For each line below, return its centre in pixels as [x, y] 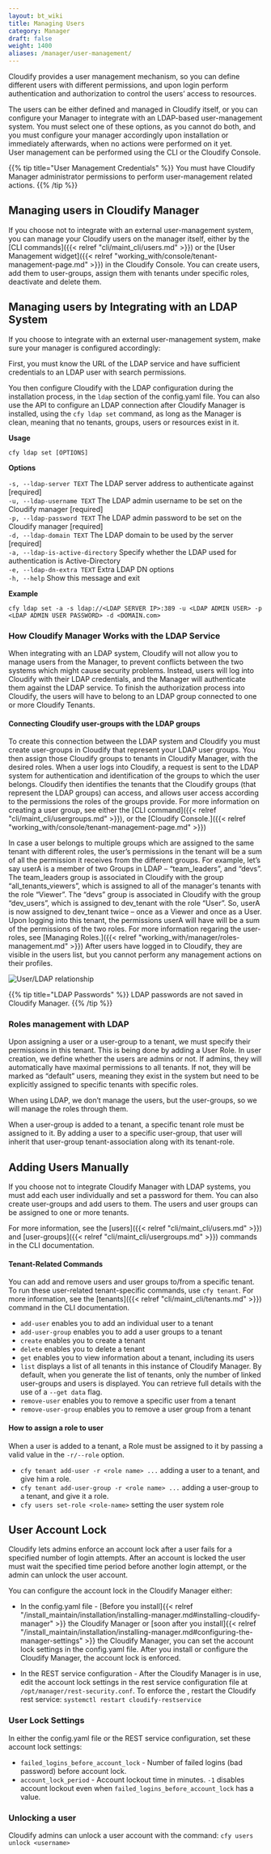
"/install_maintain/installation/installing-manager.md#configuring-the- [136, 1632]
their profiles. [31, 963]
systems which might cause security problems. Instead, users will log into [131, 670]
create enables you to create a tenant [83, 1340]
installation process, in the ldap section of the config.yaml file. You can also [134, 396]
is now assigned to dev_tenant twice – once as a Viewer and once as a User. [135, 912]
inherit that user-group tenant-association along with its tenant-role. [122, 1142]
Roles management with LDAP [69, 1024]
